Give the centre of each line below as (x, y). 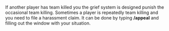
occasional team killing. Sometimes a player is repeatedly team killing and (82, 12)
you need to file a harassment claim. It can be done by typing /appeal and (82, 18)
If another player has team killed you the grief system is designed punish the (85, 7)
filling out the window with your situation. (48, 23)
